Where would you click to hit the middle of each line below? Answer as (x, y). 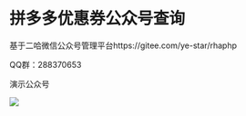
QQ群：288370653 (46, 64)
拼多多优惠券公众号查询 (97, 19)
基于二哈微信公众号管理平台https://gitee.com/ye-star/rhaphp (123, 45)
